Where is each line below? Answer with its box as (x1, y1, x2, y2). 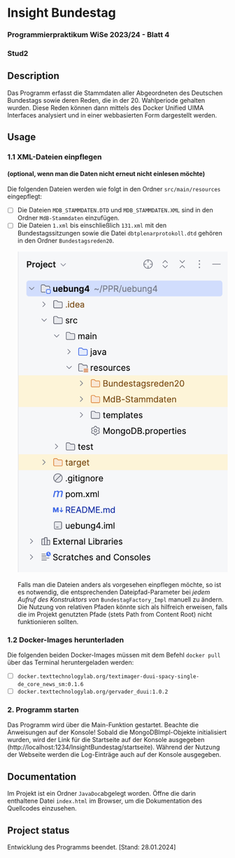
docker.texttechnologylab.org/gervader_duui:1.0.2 (17, 688, 169, 695)
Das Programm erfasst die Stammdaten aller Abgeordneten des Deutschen (7, 89, 223, 97)
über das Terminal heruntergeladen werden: (7, 658, 134, 667)
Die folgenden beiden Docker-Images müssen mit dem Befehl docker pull (7, 650, 221, 659)
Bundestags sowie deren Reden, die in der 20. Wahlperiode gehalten (7, 96, 205, 104)
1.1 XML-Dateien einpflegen (7, 152, 102, 162)
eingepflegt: (7, 192, 43, 201)
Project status (7, 824, 70, 836)
